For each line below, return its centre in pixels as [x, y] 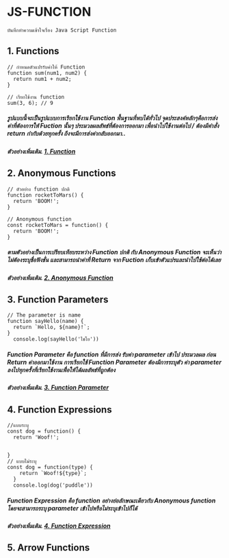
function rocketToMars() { [45, 195]
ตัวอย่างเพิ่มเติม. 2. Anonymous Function [60, 278]
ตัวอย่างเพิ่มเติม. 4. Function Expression [59, 526]
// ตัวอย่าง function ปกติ [39, 189]
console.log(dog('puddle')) [53, 485]
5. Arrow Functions [49, 548]
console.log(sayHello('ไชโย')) [56, 339]
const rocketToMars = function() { [58, 225]
